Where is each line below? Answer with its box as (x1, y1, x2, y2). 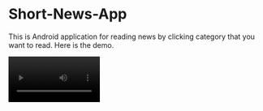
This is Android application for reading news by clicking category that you (8, 32, 256, 41)
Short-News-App (8, 5, 127, 23)
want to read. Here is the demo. (8, 40, 114, 49)
